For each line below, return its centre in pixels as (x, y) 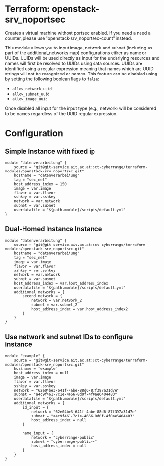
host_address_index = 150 (40, 184)
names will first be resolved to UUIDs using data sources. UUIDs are (74, 63)
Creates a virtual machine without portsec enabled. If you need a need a (78, 33)
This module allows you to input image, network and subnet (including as (79, 48)
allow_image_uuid (30, 99)
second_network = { (43, 296)
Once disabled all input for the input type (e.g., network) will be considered (81, 108)
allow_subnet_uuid (31, 94)
